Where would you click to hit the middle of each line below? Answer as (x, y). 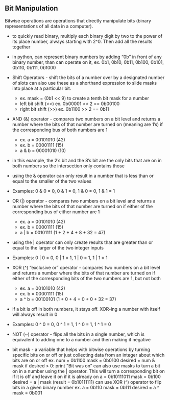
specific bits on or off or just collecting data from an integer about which (88, 355)
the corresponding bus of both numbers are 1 (60, 130)
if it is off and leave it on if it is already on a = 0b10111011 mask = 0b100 (87, 377)
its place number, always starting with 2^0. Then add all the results (82, 41)
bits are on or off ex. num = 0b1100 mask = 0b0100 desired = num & (83, 360)
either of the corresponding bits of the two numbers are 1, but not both (87, 278)
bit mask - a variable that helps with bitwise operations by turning (81, 349)
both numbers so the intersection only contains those (68, 166)
